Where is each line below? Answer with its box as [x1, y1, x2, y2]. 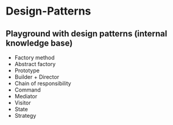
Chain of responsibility [14, 80, 71, 87]
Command [14, 86, 41, 93]
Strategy [14, 112, 37, 119]
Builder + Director [14, 73, 59, 80]
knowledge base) [5, 38, 73, 48]
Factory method [14, 54, 55, 61]
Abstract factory [14, 61, 56, 67]
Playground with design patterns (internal [5, 29, 168, 39]
